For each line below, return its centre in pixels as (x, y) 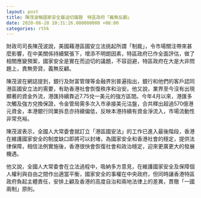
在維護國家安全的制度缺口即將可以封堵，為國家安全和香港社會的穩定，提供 (98, 139)
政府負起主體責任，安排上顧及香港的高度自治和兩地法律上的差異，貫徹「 (95, 182)
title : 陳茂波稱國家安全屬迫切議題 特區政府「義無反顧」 (69, 17)
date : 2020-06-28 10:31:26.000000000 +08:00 (63, 23)
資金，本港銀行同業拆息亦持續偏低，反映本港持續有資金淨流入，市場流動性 (103, 111)
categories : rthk (28, 28)
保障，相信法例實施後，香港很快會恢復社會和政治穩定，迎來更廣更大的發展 (103, 147)
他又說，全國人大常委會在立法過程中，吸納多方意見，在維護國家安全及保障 (98, 167)
